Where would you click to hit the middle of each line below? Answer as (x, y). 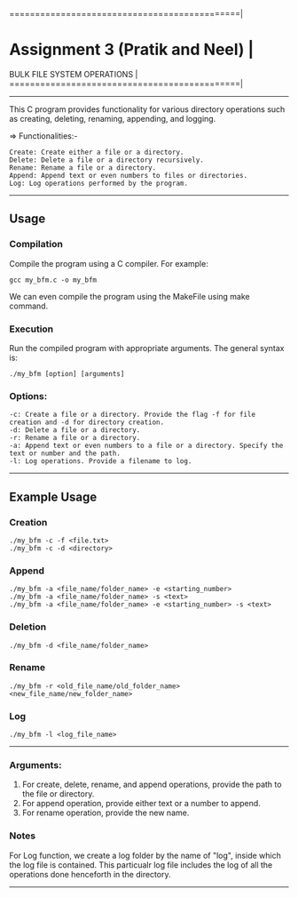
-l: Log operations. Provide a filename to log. (101, 461)
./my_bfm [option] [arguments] (67, 373)
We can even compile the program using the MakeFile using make (129, 296)
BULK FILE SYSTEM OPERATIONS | (74, 74)
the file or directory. (58, 794)
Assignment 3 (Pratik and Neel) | (132, 50)
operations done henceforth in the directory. (90, 874)
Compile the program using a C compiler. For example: (109, 263)
